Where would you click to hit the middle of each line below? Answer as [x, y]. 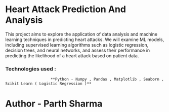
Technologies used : [31, 68]
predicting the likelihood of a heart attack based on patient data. [72, 55]
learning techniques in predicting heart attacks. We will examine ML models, [85, 40]
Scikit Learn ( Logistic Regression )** [49, 84]
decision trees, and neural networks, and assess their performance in [78, 50]
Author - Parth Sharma [54, 104]
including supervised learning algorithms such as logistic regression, [77, 45]
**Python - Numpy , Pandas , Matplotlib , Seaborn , [107, 80]
